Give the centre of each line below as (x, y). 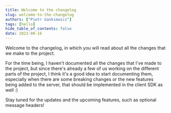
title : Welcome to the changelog (41, 10)
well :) (12, 90)
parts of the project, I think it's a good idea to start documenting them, (79, 74)
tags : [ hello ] (20, 24)
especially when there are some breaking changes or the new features (80, 79)
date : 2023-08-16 (24, 33)
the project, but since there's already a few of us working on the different (82, 68)
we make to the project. (30, 53)
